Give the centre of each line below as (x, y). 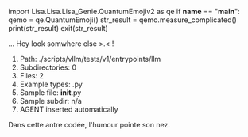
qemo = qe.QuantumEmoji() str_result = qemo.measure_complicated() (122, 20)
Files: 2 (31, 76)
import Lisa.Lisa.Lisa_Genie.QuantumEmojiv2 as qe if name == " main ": (124, 11)
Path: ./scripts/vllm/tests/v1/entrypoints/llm (90, 59)
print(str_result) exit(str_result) (58, 28)
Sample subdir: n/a (50, 101)
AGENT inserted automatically (69, 109)
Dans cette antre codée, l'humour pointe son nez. (89, 125)
